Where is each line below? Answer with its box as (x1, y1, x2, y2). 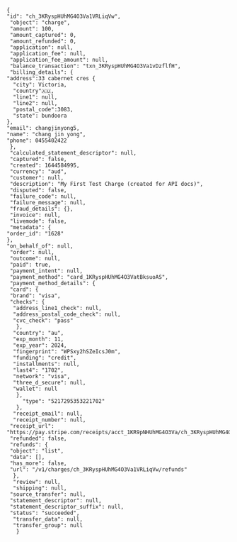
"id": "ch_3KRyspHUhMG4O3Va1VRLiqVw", (6, 13, 121, 20)
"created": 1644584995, (9, 162, 80, 169)
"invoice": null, (9, 211, 61, 219)
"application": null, (9, 44, 74, 51)
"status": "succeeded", (9, 509, 80, 516)
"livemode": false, (9, 218, 68, 225)
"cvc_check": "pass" (13, 317, 74, 324)
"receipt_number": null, (13, 416, 86, 424)
